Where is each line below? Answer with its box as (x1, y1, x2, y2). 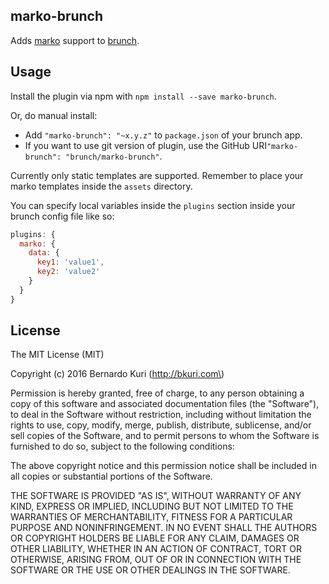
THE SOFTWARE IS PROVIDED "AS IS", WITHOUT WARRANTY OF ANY (10, 490, 302, 502)
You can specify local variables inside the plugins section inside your (10, 199, 296, 211)
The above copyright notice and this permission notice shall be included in (10, 460, 317, 472)
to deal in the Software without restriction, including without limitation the (10, 409, 312, 421)
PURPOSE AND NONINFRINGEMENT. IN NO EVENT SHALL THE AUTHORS (10, 522, 318, 534)
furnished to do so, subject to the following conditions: (10, 440, 235, 453)
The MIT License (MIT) (10, 349, 105, 361)
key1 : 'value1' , (36, 257, 105, 268)
